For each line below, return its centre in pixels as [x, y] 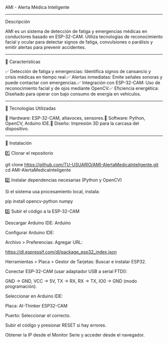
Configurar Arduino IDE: [30, 233]
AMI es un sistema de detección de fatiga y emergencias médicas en [76, 31]
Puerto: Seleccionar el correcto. [38, 315]
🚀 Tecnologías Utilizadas [30, 108]
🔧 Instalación [18, 143]
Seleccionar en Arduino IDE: [34, 296]
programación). [21, 286]
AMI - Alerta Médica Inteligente [37, 7]
